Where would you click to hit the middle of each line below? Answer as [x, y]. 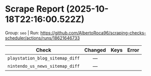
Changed [95, 50]
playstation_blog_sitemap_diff [44, 58]
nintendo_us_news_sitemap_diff [44, 66]
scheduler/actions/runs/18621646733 [42, 38]
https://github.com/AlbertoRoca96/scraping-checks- [93, 33]
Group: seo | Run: [22, 33]
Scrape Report [35, 9]
